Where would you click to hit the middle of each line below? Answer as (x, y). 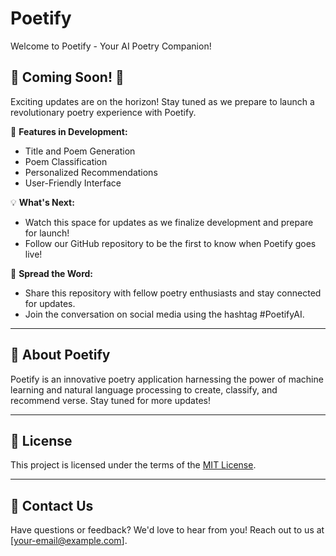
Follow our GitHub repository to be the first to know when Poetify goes (170, 243)
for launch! (47, 233)
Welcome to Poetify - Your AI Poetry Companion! (111, 46)
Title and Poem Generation (80, 151)
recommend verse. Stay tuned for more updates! (110, 400)
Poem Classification (66, 161)
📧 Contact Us (52, 505)
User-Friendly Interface (73, 183)
